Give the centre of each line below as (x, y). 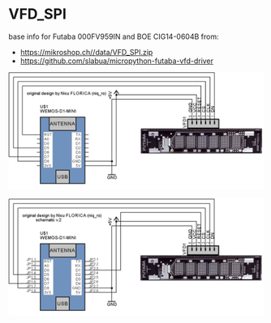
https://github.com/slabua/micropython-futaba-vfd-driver (116, 61)
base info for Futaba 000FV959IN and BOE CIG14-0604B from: (114, 36)
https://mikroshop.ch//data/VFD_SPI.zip (86, 52)
